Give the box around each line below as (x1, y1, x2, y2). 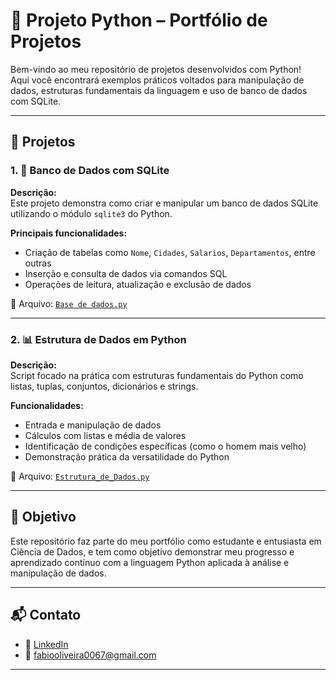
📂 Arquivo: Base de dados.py (10, 297, 128, 309)
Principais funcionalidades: (10, 227, 128, 239)
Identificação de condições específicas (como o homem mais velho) (24, 440, 307, 452)
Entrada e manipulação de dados (24, 419, 162, 431)
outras (24, 257, 52, 269)
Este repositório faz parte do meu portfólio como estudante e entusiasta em (10, 535, 322, 547)
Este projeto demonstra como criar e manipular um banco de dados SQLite (10, 197, 319, 209)
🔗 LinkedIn (24, 638, 69, 650)
